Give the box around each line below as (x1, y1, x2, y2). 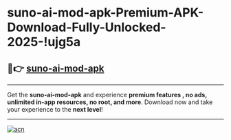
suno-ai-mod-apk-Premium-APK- (7, 5, 204, 21)
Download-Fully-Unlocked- (7, 19, 166, 35)
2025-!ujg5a (7, 34, 81, 50)
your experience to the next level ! (7, 106, 103, 113)
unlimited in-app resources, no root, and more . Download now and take (7, 98, 213, 106)
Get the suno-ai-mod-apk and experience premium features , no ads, (7, 91, 208, 99)
